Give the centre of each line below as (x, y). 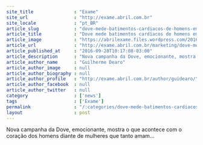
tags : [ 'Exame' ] (55, 101)
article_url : (42, 46)
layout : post (48, 113)
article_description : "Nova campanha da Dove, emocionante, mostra (101, 57)
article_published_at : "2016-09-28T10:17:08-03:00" (79, 51)
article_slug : (42, 29)
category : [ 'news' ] (54, 96)
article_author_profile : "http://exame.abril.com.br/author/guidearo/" (102, 79)
